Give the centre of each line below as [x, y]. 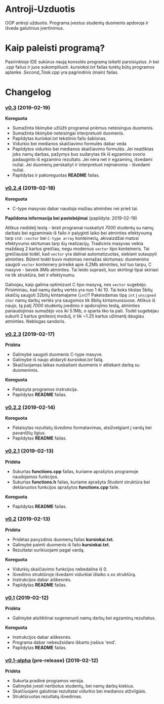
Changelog [28, 92]
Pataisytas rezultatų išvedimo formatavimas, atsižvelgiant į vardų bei [82, 428]
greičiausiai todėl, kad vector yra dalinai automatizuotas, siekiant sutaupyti [81, 254]
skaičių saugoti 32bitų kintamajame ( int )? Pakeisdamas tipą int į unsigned [81, 295]
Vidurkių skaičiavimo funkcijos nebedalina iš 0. [60, 569]
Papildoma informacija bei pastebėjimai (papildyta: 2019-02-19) [71, 218]
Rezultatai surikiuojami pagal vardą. [48, 550]
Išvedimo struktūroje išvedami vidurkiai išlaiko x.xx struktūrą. [74, 574]
